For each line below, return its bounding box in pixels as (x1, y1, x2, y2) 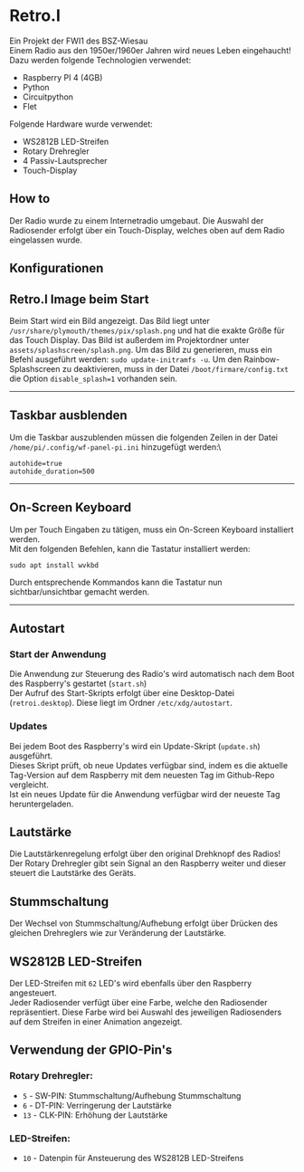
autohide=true (9, 459, 63, 468)
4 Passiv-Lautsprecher (22, 155, 108, 166)
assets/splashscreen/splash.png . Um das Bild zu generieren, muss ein (9, 344, 273, 355)
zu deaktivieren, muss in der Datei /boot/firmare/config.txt (62, 363, 290, 374)
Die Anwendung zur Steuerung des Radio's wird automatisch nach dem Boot (9, 669, 295, 680)
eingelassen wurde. (9, 234, 83, 245)
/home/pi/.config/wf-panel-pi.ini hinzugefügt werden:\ (9, 441, 222, 453)
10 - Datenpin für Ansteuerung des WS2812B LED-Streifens (22, 1152, 244, 1163)
